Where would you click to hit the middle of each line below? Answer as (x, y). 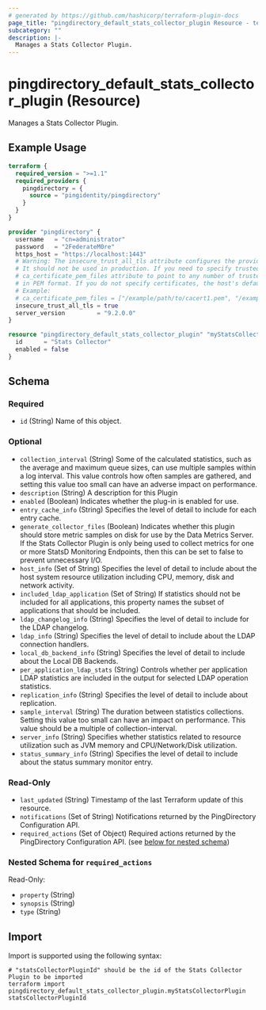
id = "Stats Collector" (63, 342)
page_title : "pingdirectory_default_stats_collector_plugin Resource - (129, 23)
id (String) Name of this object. (70, 421)
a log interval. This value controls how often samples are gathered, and (135, 475)
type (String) (40, 912)
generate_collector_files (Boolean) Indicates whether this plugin (127, 526)
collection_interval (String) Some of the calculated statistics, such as (135, 459)
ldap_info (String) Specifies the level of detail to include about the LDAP (137, 635)
